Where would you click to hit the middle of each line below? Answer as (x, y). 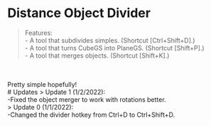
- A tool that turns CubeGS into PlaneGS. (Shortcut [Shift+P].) (114, 48)
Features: (39, 33)
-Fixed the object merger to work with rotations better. (87, 99)
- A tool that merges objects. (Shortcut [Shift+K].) (97, 56)
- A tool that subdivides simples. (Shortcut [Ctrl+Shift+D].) (110, 40)
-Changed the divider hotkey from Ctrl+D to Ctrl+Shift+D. (91, 115)
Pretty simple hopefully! (42, 84)
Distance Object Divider (79, 13)
